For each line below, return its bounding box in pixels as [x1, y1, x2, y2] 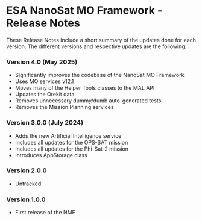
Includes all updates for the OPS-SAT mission [14, 139, 128, 146]
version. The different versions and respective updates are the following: [6, 43, 187, 50]
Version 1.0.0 [6, 195, 46, 204]
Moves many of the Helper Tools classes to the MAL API [14, 84, 155, 92]
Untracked [14, 180, 42, 187]
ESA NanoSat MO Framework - [6, 4, 163, 17]
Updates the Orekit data [14, 91, 75, 98]
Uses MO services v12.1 [14, 78, 74, 85]
